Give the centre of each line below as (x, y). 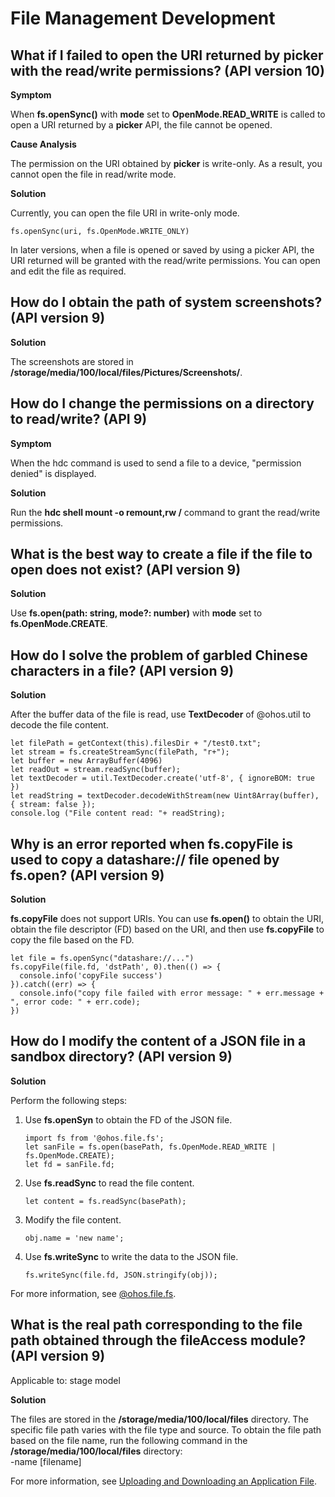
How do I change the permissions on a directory (162, 403)
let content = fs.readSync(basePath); (105, 1201)
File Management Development (143, 18)
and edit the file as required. (68, 271)
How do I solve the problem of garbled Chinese (159, 655)
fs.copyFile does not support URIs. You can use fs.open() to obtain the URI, (167, 919)
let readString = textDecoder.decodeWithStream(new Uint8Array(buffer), (165, 796)
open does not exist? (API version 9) (126, 570)
